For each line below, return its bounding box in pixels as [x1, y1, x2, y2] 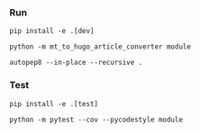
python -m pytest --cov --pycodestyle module [9, 115, 183, 124]
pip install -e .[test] [9, 99, 99, 109]
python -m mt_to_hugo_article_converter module [9, 42, 192, 51]
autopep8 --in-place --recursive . [9, 58, 143, 67]
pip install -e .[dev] [9, 27, 95, 36]
